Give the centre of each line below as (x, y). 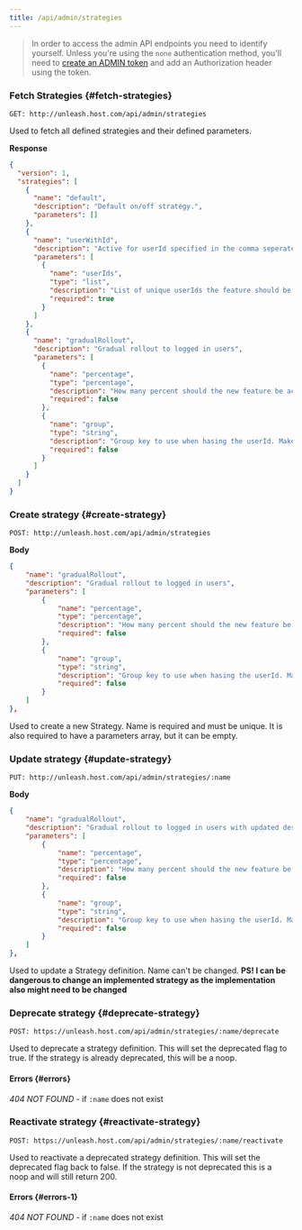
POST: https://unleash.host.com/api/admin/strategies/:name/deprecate (144, 1032)
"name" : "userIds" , (86, 274)
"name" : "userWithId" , (75, 240)
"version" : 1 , (44, 173)
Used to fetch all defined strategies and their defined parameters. (130, 131)
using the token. (61, 72)
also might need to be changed (68, 990)
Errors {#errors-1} (44, 1197)
